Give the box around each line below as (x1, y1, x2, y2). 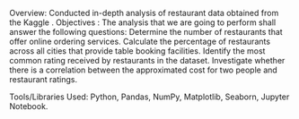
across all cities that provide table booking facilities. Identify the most (9, 46, 266, 56)
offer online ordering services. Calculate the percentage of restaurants (9, 36, 271, 47)
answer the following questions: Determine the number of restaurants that (9, 27, 283, 37)
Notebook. (9, 101, 48, 111)
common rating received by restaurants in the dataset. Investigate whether (9, 55, 286, 65)
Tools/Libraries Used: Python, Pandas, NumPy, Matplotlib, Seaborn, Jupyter (9, 91, 290, 102)
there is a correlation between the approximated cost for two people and (9, 64, 278, 75)
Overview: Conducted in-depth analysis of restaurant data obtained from (9, 8, 279, 18)
